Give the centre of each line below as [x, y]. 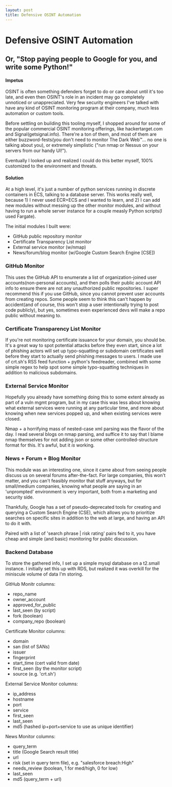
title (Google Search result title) [46, 752]
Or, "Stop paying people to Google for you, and [81, 59]
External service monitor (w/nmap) [49, 247]
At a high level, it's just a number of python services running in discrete [80, 189]
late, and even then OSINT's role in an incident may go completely [75, 97]
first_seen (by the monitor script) [47, 668]
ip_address [24, 694]
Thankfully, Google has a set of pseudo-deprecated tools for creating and [83, 507]
